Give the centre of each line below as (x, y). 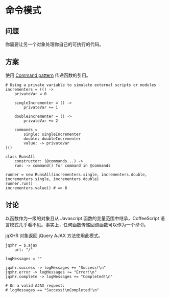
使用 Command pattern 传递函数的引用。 (48, 75)
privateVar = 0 (31, 94)
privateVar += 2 (41, 121)
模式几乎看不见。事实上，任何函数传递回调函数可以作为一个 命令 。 (79, 225)
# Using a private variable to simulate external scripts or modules (81, 85)
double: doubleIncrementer (52, 139)
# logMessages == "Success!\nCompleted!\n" (52, 290)
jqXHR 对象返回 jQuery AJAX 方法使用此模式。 (54, 236)
